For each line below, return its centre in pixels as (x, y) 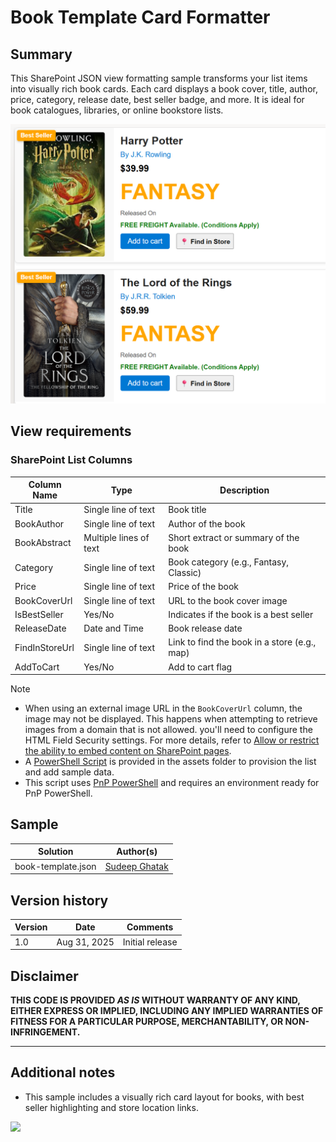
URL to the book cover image (228, 600)
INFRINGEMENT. (45, 1032)
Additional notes (63, 1072)
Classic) (185, 573)
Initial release (150, 942)
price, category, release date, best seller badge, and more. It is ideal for (157, 99)
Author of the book (207, 523)
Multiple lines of (116, 537)
